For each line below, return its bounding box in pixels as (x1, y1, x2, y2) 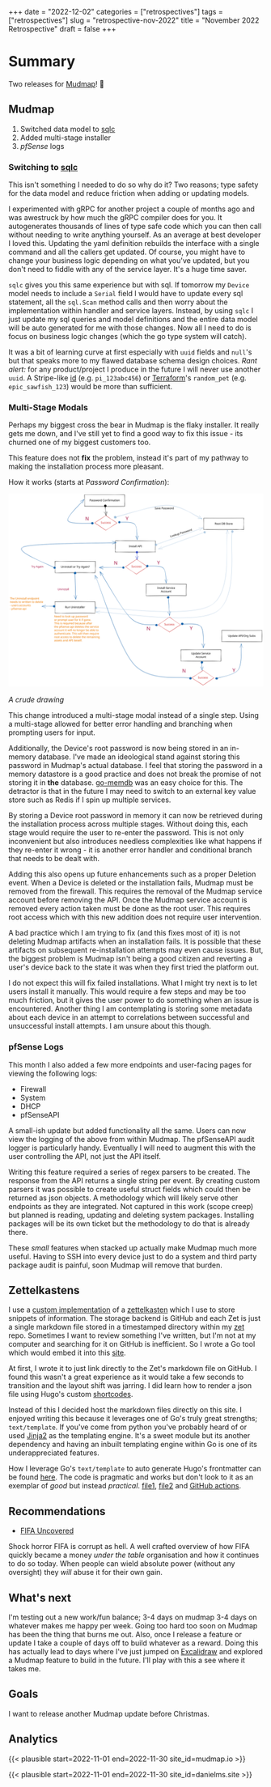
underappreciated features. (8, 1448, 100, 1458)
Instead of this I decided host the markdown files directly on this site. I (8, 1405, 243, 1415)
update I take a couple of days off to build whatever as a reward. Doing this (8, 1638, 259, 1648)
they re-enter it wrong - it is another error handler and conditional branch (8, 845, 252, 855)
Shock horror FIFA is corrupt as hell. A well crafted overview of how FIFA (8, 1542, 250, 1551)
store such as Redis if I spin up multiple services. (8, 795, 171, 804)
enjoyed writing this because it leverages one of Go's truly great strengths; (8, 1414, 258, 1424)
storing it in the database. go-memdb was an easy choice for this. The (8, 778, 243, 787)
